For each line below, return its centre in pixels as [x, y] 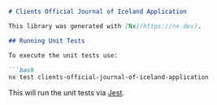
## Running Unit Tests [47, 40]
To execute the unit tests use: [63, 55]
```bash [22, 70]
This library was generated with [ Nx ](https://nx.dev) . [105, 26]
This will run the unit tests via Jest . [66, 93]
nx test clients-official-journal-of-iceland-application [108, 78]
